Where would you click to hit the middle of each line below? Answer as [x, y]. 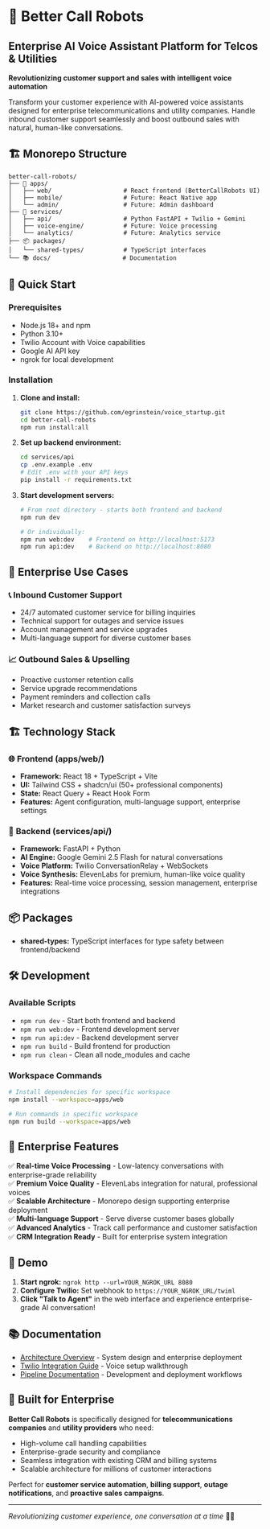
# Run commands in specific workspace [73, 1114]
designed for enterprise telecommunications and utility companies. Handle [132, 111]
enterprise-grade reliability [53, 1175]
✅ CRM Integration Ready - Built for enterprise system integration [118, 1237]
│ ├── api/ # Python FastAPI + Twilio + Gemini [127, 219]
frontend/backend [50, 950]
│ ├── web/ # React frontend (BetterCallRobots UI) [135, 191]
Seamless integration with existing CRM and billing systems [119, 1460]
